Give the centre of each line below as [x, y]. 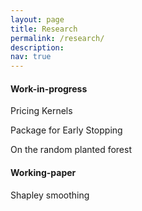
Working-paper [43, 172]
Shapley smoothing [50, 195]
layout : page [37, 19]
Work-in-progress [49, 88]
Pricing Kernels [41, 111]
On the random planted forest [71, 150]
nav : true [31, 57]
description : [37, 47]
